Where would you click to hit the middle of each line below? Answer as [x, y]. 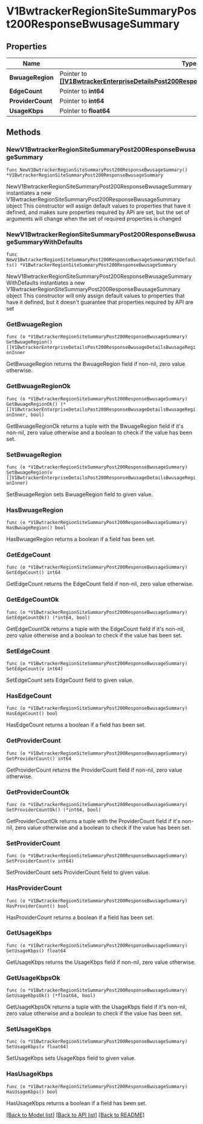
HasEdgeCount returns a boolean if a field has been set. [76, 725]
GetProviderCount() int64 [39, 759]
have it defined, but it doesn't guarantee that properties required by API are [100, 302]
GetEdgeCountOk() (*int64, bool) [48, 618]
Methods [24, 133]
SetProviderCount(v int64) [40, 861]
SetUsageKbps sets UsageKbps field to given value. [71, 1058]
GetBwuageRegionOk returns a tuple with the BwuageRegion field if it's [95, 426]
